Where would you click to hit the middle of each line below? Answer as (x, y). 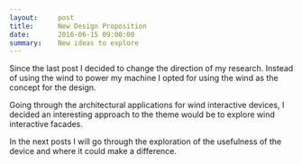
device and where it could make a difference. (93, 151)
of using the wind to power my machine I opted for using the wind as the (144, 78)
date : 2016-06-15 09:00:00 (72, 34)
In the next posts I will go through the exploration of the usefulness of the (146, 141)
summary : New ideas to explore (74, 43)
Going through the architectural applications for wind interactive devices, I (147, 105)
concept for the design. (53, 87)
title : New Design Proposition (78, 26)
